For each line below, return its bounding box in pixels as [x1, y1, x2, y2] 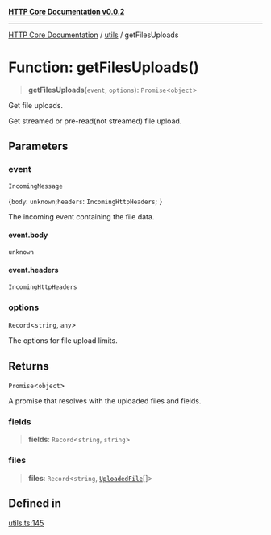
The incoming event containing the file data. [8, 211, 155, 221]
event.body [8, 230, 48, 240]
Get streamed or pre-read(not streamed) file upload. [8, 116, 182, 126]
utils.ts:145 [8, 518, 44, 528]
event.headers [8, 265, 59, 275]
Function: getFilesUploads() [8, 58, 199, 77]
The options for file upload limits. [8, 336, 119, 345]
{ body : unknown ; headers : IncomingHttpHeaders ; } [8, 196, 163, 206]
